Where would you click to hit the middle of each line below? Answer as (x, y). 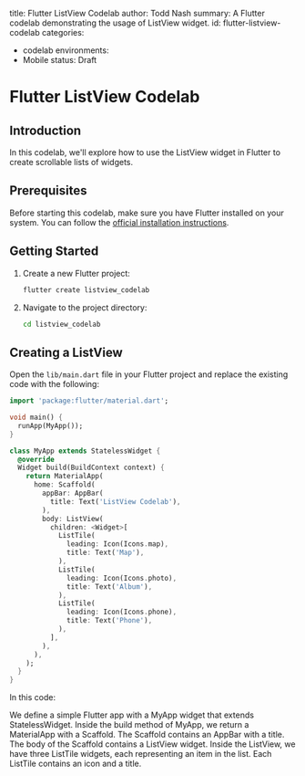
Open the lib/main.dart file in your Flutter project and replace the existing (149, 374)
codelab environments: (66, 50)
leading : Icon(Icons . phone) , (122, 612)
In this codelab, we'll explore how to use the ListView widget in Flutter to (145, 152)
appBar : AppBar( (73, 493)
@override (36, 459)
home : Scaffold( (64, 485)
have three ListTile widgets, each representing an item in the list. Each (141, 754)
